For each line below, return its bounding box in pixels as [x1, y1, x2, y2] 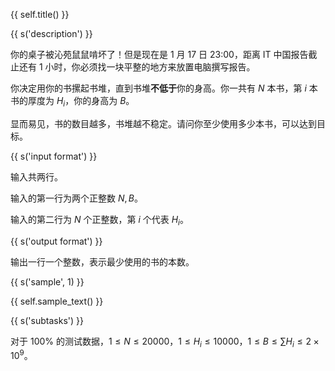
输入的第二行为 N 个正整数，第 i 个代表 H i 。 [10, 213, 189, 228]
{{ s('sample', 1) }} [10, 275, 85, 288]
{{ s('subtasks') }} [10, 314, 84, 326]
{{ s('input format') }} [10, 150, 98, 162]
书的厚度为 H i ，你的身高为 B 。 [10, 95, 135, 109]
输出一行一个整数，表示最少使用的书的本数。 [10, 255, 195, 268]
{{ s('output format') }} [10, 235, 103, 247]
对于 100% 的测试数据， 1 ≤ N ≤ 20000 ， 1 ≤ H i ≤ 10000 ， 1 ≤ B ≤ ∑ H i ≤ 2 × [10, 335, 320, 349]
